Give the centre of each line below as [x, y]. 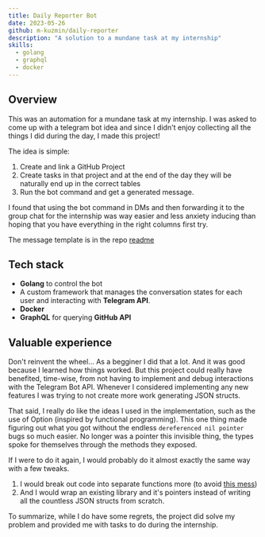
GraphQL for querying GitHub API [75, 317]
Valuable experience [60, 342]
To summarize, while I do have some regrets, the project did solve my [122, 516]
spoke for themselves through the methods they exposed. [103, 445]
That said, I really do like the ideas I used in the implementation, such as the [132, 411]
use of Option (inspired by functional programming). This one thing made [128, 419]
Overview [33, 100]
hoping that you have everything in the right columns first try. [108, 224]
